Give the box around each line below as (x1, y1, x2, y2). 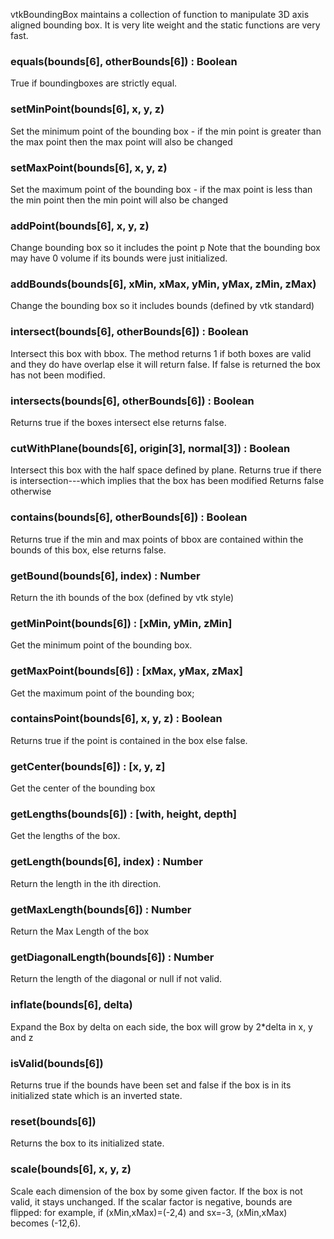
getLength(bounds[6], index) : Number (10, 855, 203, 869)
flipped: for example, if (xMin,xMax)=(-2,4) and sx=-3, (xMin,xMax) (10, 1206, 288, 1218)
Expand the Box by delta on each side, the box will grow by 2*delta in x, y (10, 1020, 313, 1033)
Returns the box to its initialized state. (10, 1137, 165, 1149)
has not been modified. (10, 369, 106, 381)
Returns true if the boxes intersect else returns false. (10, 417, 227, 429)
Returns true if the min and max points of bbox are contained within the (10, 533, 304, 545)
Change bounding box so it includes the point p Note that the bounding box (10, 242, 321, 254)
